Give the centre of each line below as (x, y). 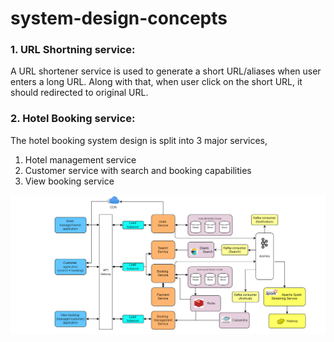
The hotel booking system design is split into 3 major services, (139, 140)
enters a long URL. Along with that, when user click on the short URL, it (156, 82)
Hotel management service (80, 159)
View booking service (69, 181)
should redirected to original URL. (79, 93)
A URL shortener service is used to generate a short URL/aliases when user (166, 71)
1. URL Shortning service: (73, 50)
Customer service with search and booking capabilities (138, 170)
